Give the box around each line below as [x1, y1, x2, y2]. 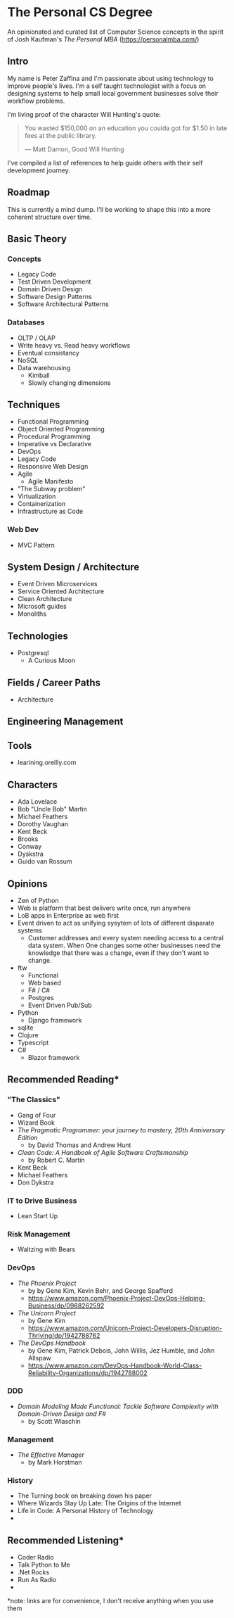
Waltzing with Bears [17, 1245, 76, 1253]
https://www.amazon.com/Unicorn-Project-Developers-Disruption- [27, 1324, 223, 1332]
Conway [17, 842, 42, 851]
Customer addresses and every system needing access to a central [27, 933, 223, 942]
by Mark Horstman [27, 1458, 82, 1467]
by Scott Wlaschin [27, 1417, 81, 1425]
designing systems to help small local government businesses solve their [7, 89, 219, 97]
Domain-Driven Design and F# [17, 1409, 107, 1418]
